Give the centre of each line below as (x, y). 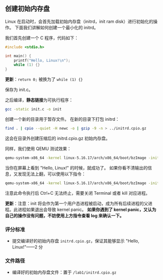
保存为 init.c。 (19, 90)
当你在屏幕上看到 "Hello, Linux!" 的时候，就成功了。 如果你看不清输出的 (76, 168)
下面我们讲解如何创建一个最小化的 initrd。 (56, 27)
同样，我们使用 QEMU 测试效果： (38, 149)
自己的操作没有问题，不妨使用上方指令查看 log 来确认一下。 (65, 215)
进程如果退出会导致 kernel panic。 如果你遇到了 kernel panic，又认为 (87, 209)
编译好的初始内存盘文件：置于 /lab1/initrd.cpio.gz (64, 272)
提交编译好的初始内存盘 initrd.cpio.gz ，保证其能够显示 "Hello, (76, 241)
